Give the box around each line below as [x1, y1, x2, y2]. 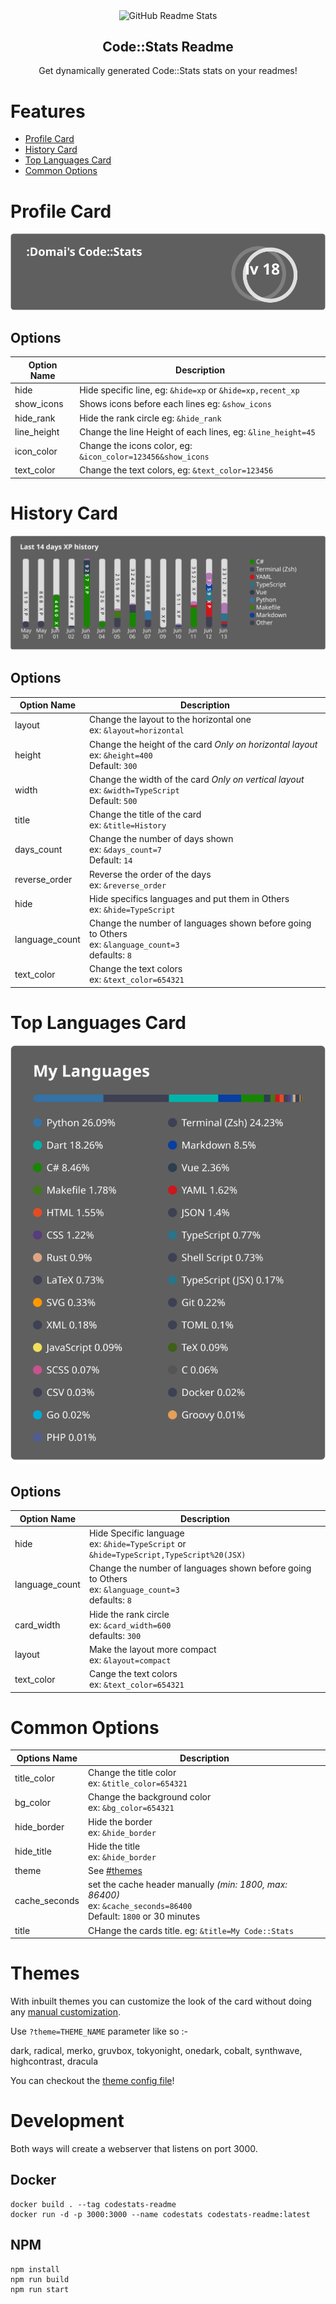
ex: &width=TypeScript [88, 784, 180, 796]
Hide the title [88, 1840, 141, 1852]
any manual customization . [10, 2006, 122, 2018]
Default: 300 [88, 759, 138, 771]
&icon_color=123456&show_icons [79, 452, 210, 463]
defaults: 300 [88, 1629, 142, 1641]
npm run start [10, 2284, 70, 2294]
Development [10, 2110, 125, 2133]
